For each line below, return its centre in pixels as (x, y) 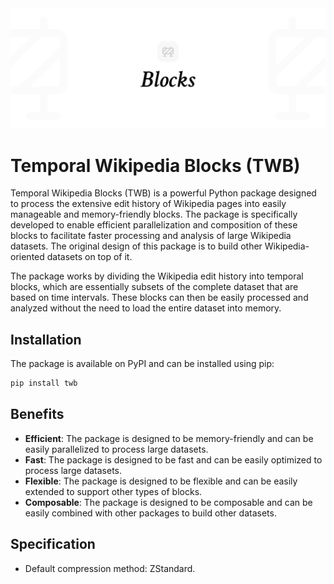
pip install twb (44, 383)
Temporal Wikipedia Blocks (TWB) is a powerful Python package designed (163, 193)
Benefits (37, 414)
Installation (46, 339)
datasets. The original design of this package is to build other (136, 246)
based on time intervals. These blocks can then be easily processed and (159, 298)
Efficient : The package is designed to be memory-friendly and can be (169, 438)
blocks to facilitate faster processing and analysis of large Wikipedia (151, 236)
